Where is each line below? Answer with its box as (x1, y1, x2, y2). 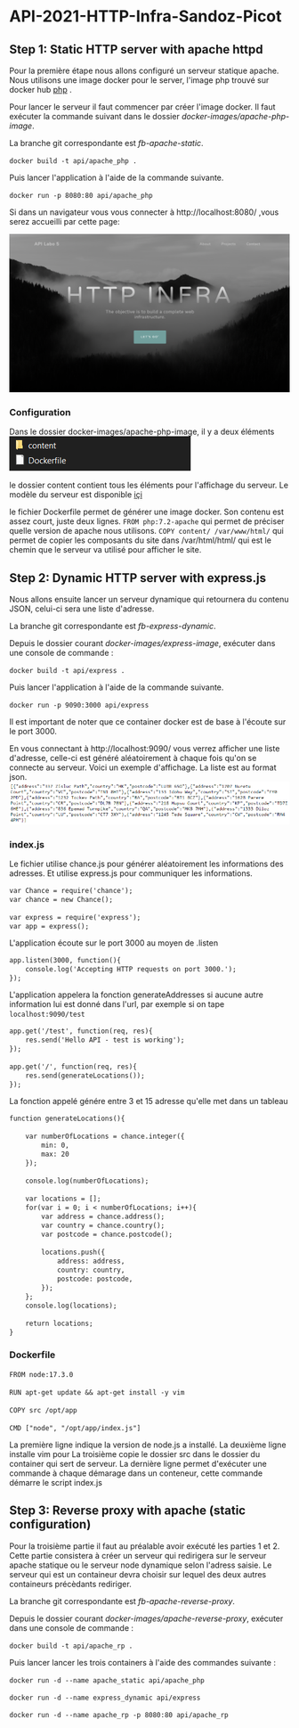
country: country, (56, 1265, 125, 1275)
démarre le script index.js (9, 1477, 102, 1487)
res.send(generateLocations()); (25, 1071, 145, 1080)
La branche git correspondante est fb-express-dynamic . (9, 621, 216, 632)
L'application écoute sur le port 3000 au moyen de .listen (9, 938, 219, 948)
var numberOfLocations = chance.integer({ (25, 1132, 185, 1142)
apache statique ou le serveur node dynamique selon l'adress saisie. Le (9, 1560, 272, 1570)
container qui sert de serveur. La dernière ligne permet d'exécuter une (9, 1458, 267, 1469)
